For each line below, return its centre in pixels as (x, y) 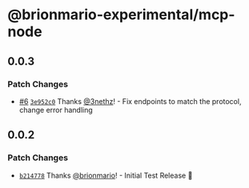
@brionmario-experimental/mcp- (121, 15)
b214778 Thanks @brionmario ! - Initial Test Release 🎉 (106, 175)
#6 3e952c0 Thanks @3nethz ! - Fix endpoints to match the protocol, (130, 101)
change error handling (56, 110)
